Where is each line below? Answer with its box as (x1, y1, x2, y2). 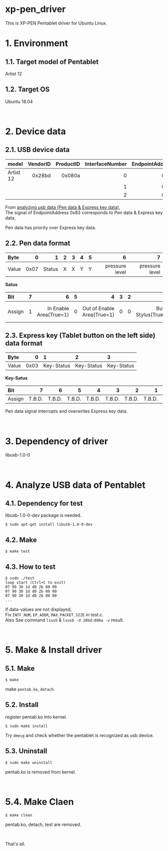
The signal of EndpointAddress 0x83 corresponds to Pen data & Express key (5, 209, 163, 216)
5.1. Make (5, 664, 35, 672)
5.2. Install (5, 700, 39, 709)
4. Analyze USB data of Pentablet (5, 479, 146, 491)
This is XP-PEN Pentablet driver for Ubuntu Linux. (5, 20, 107, 26)
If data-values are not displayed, (5, 606, 72, 612)
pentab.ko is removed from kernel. (5, 769, 76, 775)
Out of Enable (82, 305, 115, 312)
